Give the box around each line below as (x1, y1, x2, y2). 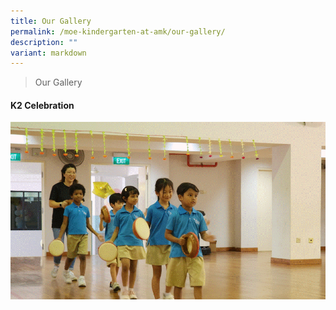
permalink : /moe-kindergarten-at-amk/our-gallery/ (10, 26, 226, 37)
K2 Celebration (10, 99, 75, 111)
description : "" (10, 37, 78, 47)
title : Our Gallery (10, 16, 92, 26)
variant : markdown (10, 48, 87, 58)
